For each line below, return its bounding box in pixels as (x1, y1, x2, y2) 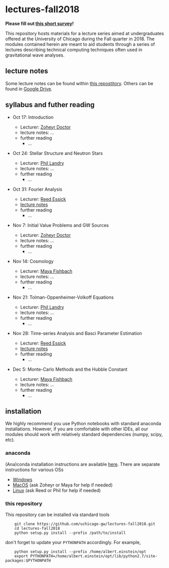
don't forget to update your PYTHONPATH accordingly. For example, (5, 539, 141, 545)
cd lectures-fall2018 (14, 526, 60, 531)
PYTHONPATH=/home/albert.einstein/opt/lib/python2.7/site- (30, 553, 158, 559)
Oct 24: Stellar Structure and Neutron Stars (12, 150, 103, 156)
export (14, 553, 28, 559)
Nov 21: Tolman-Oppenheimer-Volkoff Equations (12, 294, 114, 300)
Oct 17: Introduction (12, 114, 54, 120)
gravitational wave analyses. (5, 52, 65, 58)
